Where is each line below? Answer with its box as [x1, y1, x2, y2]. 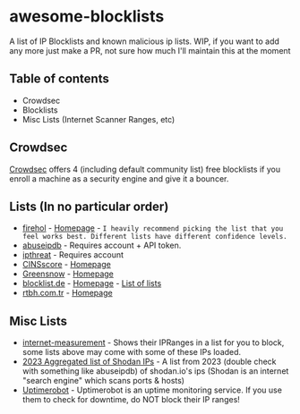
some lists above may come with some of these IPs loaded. [21, 347, 242, 358]
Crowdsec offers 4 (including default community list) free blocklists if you [9, 164, 280, 174]
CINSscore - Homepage [21, 259, 112, 270]
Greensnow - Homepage [21, 268, 115, 279]
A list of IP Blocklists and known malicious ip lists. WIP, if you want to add [9, 36, 280, 46]
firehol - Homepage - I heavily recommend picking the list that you [21, 223, 284, 233]
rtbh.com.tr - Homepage [21, 288, 114, 299]
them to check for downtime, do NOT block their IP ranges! [21, 394, 240, 405]
